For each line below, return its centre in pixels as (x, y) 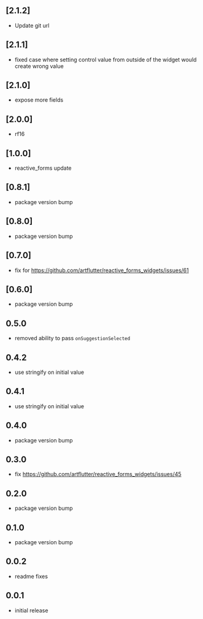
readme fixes (31, 576)
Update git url (32, 25)
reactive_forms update (43, 168)
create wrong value (39, 66)
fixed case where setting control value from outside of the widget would (105, 59)
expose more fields (39, 100)
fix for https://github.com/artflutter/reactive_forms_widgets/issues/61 (102, 270)
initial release (31, 610)
